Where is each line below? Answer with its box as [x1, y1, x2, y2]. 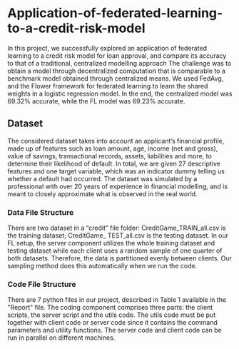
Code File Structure [7, 279, 76, 289]
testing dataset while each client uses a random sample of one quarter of [7, 246, 223, 255]
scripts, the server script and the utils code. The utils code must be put [7, 310, 216, 319]
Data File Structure [7, 207, 74, 217]
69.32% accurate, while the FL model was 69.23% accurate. [7, 96, 185, 105]
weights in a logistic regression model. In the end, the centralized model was [7, 89, 233, 98]
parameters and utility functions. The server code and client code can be [7, 326, 223, 335]
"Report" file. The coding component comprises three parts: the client [7, 303, 213, 312]
